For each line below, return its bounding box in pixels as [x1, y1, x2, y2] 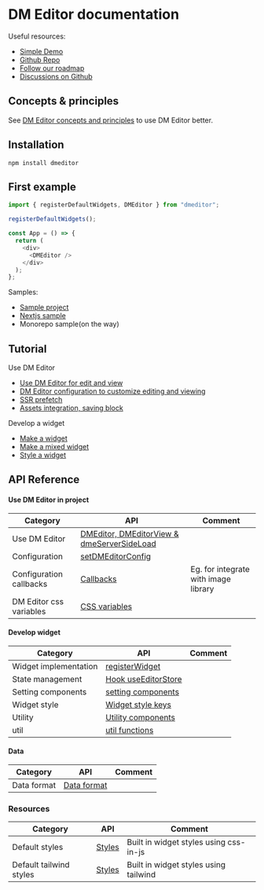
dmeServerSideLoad [80, 538, 156, 549]
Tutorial [8, 342, 47, 355]
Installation [8, 138, 64, 152]
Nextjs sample [19, 311, 67, 320]
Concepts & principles [8, 94, 119, 108]
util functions [105, 724, 154, 735]
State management [12, 673, 82, 684]
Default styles [12, 842, 64, 853]
